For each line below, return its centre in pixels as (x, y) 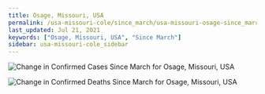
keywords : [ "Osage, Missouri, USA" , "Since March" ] (95, 37)
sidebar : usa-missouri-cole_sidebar (68, 45)
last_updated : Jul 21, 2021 (54, 30)
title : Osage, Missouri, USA (56, 15)
